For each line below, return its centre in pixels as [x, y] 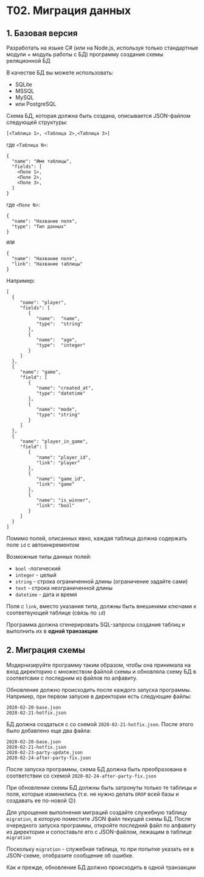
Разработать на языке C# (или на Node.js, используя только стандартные [102, 48]
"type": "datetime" [61, 393]
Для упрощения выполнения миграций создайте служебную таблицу [97, 812]
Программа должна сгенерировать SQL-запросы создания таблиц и [96, 624]
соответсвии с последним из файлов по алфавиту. [72, 678]
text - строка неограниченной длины [64, 588]
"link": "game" [55, 484]
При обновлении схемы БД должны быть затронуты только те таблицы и [101, 787]
